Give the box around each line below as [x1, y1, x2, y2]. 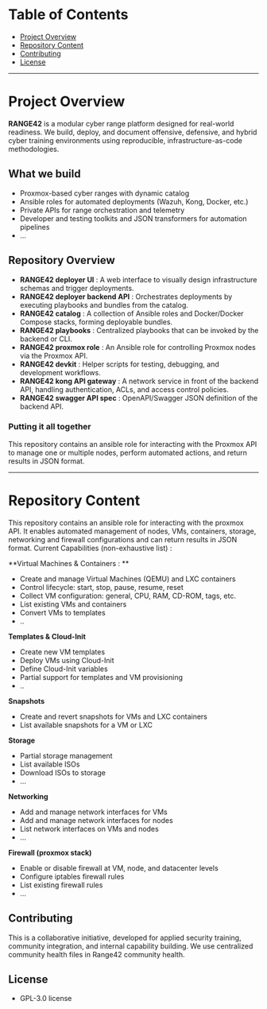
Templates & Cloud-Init [8, 631, 86, 641]
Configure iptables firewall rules [19, 871, 125, 881]
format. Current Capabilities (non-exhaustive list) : [8, 543, 172, 553]
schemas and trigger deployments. [19, 283, 134, 293]
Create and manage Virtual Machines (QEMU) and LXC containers [19, 574, 236, 584]
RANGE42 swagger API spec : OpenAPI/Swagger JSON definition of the [19, 393, 258, 402]
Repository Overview [8, 254, 115, 267]
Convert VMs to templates [19, 607, 106, 617]
